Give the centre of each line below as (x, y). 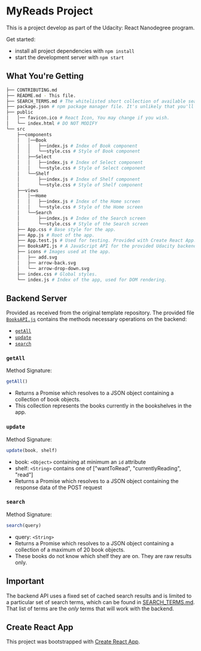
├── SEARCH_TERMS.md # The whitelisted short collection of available (96, 101)
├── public (20, 112)
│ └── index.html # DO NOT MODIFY (52, 124)
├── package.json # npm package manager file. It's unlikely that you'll (100, 107)
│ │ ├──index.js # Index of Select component (80, 163)
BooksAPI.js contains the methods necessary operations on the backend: (97, 319)
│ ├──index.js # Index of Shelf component (79, 179)
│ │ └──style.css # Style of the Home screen (80, 207)
